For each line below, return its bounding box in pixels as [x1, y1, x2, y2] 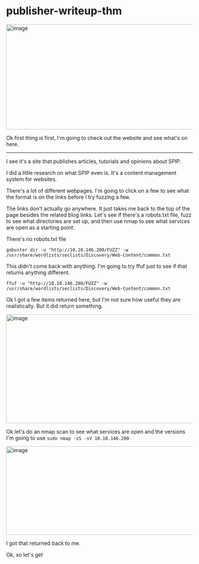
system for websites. [6, 176, 57, 183]
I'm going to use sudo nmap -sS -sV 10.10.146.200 [6, 434, 129, 441]
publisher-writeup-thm [6, 4, 123, 18]
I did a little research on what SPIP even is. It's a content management [6, 169, 176, 176]
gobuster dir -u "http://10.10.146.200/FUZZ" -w [6, 247, 129, 253]
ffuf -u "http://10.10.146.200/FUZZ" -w [6, 280, 108, 286]
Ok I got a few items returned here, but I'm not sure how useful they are [6, 296, 181, 303]
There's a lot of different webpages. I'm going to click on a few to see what [6, 187, 190, 194]
